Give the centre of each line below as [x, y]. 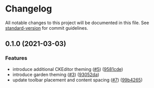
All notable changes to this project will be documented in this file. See [77, 23]
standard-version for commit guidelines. [47, 28]
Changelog [29, 9]
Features [16, 58]
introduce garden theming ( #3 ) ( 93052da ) [56, 74]
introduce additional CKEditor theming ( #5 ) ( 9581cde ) [68, 69]
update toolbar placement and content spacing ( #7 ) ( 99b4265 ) [78, 80]
